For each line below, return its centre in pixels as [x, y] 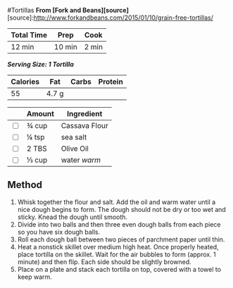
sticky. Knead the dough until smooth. [73, 217]
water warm [81, 160]
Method [25, 185]
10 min [65, 47]
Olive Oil [75, 149]
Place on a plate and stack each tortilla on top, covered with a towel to [119, 269]
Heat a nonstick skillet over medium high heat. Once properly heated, [118, 246]
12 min [23, 47]
